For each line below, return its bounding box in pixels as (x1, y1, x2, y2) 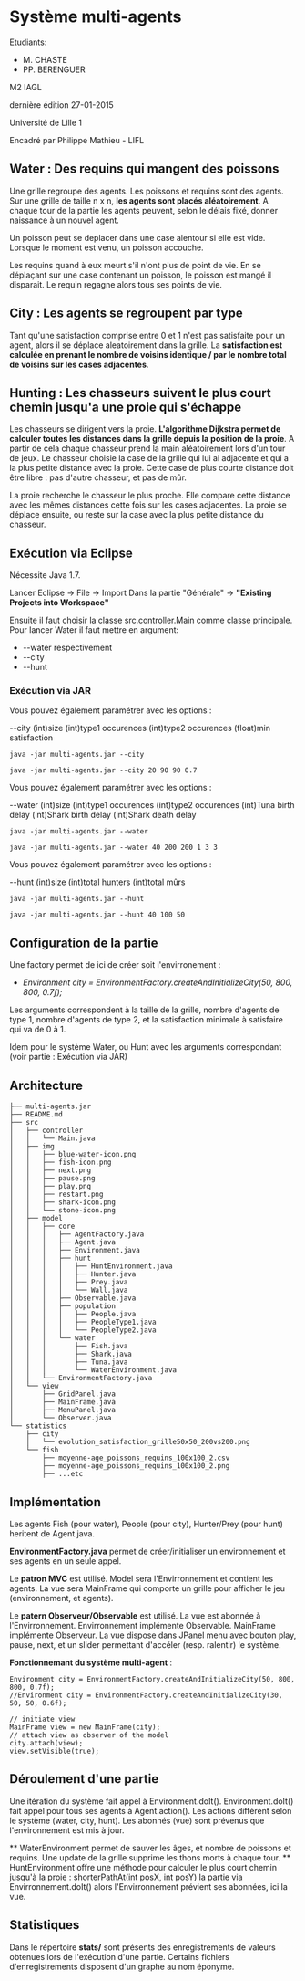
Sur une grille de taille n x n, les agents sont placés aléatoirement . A (9, 194, 269, 206)
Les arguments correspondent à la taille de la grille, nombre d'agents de (9, 1004, 280, 1015)
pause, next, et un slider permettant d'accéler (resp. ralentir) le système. (9, 1639, 281, 1650)
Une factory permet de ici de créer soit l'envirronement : (9, 959, 221, 970)
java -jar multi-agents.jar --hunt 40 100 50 (9, 910, 185, 919)
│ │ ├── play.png (9, 1182, 92, 1191)
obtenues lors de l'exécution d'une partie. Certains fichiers (9, 1951, 230, 1962)
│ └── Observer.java (9, 1413, 112, 1423)
